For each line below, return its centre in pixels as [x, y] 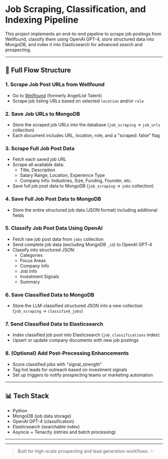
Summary [30, 281]
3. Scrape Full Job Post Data [40, 148]
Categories [31, 255]
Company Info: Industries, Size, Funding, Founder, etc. [76, 181]
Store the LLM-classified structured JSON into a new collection [77, 306]
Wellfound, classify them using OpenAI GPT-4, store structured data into [80, 39]
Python [20, 410]
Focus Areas [33, 260]
